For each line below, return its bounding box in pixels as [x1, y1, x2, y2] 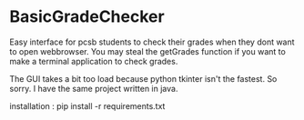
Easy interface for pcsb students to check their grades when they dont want [9, 36, 295, 47]
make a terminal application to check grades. [9, 55, 178, 66]
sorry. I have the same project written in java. [9, 83, 178, 94]
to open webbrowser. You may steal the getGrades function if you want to [9, 45, 287, 56]
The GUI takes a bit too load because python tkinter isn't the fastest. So [9, 73, 278, 84]
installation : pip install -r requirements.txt [9, 100, 166, 111]
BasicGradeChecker [9, 6, 166, 27]
